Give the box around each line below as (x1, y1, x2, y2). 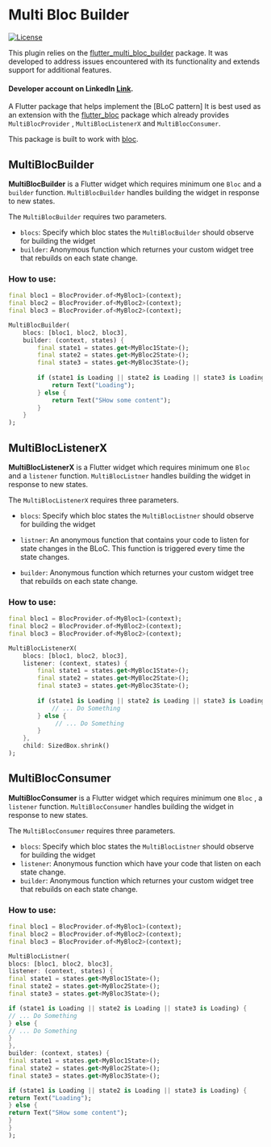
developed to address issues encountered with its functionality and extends (8, 56, 261, 66)
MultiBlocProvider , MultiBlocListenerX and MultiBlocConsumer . (8, 119, 221, 128)
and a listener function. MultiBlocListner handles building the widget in (8, 470, 252, 481)
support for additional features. (8, 65, 112, 74)
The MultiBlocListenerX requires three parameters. (8, 494, 179, 505)
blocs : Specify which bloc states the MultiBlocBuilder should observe (19, 227, 254, 237)
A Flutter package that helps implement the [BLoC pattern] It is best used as (8, 102, 261, 111)
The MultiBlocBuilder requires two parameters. (8, 211, 167, 221)
